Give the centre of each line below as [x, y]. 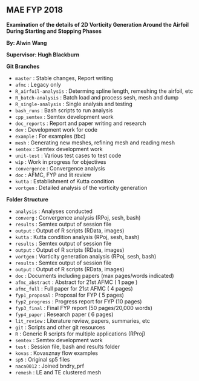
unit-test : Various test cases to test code [68, 155]
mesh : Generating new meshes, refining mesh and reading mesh [95, 143]
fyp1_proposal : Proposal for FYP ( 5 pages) [69, 295]
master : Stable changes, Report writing [64, 78]
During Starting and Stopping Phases [54, 31]
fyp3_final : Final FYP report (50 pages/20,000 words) [83, 308]
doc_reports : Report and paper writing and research [80, 123]
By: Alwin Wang [27, 42]
